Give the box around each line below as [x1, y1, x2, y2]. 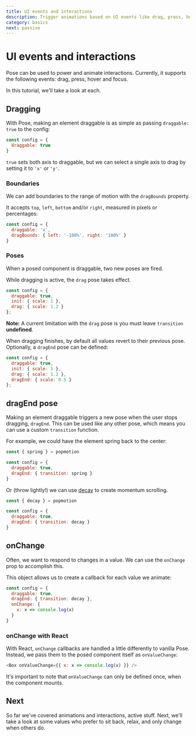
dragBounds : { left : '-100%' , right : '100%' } [11, 232, 127, 238]
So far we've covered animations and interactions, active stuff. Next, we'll [6, 711, 183, 718]
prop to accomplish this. [6, 562, 64, 569]
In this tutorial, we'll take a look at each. [6, 87, 101, 94]
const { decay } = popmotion [6, 498, 77, 504]
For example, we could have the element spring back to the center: [6, 438, 167, 445]
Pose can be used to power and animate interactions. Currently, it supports [6, 70, 187, 77]
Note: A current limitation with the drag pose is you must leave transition [6, 320, 184, 327]
